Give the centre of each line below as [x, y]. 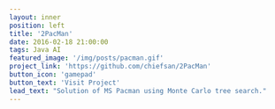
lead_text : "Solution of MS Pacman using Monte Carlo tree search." [138, 91]
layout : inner [35, 17]
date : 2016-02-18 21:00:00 [59, 42]
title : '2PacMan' [41, 33]
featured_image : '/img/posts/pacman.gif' [87, 58]
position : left [37, 25]
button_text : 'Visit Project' [65, 83]
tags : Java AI [35, 50]
